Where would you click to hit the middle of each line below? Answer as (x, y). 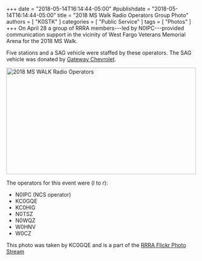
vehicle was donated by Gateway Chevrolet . (61, 59)
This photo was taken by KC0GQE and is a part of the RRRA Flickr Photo (96, 245)
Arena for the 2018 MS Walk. (42, 41)
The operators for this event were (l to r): (57, 183)
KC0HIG (25, 208)
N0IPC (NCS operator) (43, 195)
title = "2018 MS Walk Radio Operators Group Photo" (123, 15)
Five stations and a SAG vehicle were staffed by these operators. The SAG (99, 53)
